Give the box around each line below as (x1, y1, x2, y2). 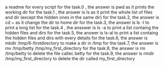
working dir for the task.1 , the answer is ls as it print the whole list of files (5, 9, 153, 15)
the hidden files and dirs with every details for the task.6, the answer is (5, 35, 148, 41)
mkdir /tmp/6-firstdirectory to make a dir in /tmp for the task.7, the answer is (5, 40, 159, 46)
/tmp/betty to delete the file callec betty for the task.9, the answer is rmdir (5, 50, 154, 56)
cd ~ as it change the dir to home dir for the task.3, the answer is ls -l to (5, 19, 149, 25)
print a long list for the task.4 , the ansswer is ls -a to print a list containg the (5, 25, 159, 31)
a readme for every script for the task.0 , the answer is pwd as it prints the (5, 4, 155, 10)
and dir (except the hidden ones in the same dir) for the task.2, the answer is (5, 15, 160, 20)
